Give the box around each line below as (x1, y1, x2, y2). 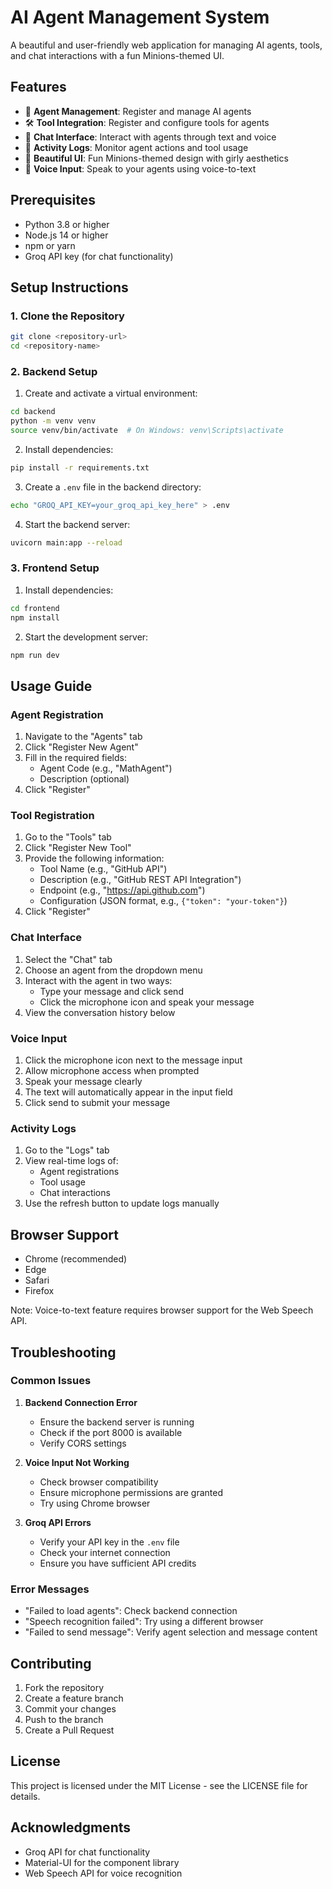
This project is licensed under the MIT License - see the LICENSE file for (10, 1779, 308, 1791)
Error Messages (10, 1582, 90, 1596)
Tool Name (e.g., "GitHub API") (39, 863, 168, 875)
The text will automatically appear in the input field (24, 1086, 233, 1098)
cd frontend (10, 603, 60, 613)
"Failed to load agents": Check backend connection (24, 1605, 238, 1617)
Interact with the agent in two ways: (24, 974, 173, 986)
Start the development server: (24, 631, 149, 643)
